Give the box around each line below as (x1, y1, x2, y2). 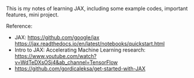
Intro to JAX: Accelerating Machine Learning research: (14, 46, 146, 53)
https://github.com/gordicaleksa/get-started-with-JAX (14, 65, 146, 72)
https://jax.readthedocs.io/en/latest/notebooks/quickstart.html (14, 40, 165, 47)
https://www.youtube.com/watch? (14, 53, 97, 59)
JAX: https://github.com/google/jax (14, 34, 100, 40)
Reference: (6, 23, 33, 29)
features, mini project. (6, 11, 59, 18)
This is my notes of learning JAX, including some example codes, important (6, 5, 188, 12)
